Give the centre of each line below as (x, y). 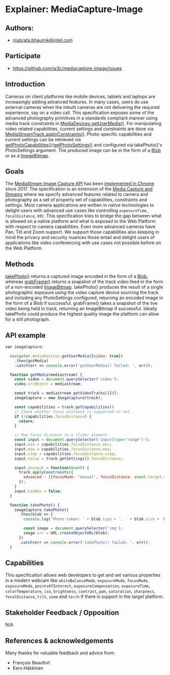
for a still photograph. (28, 320)
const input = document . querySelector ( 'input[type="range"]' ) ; (82, 440)
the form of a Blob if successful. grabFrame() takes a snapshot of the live (81, 303)
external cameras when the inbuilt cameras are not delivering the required (82, 107)
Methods (20, 264)
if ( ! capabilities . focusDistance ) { (53, 416)
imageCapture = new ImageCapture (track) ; (58, 398)
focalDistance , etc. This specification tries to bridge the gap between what (83, 216)
